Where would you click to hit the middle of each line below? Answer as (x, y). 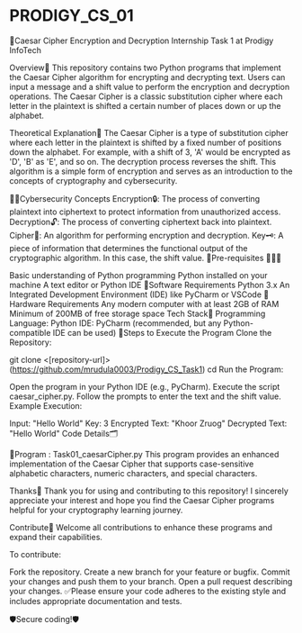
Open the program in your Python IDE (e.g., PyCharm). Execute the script (145, 386)
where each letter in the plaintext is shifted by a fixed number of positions (146, 142)
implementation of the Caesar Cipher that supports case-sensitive (132, 464)
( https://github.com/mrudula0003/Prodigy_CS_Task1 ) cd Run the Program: (147, 369)
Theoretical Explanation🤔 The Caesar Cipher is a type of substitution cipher (149, 132)
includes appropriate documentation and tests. (96, 601)
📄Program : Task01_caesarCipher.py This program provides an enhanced (144, 454)
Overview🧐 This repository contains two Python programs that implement (145, 68)
